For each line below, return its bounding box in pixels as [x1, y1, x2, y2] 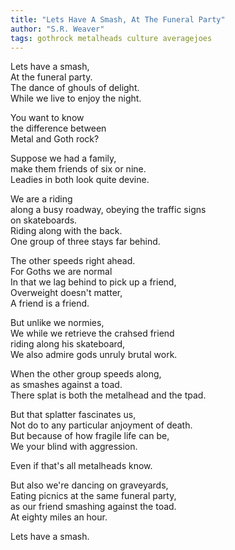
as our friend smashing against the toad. [10, 501, 177, 513]
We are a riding [10, 193, 73, 205]
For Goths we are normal [10, 266, 113, 278]
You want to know [10, 112, 85, 124]
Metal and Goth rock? [10, 133, 100, 145]
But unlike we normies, [10, 317, 105, 329]
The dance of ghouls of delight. [10, 82, 140, 94]
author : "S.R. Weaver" [10, 24, 105, 34]
